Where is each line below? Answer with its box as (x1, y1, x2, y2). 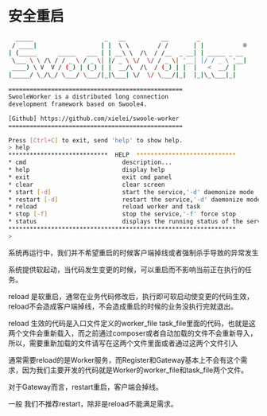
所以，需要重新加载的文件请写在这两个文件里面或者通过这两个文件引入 (8, 338, 238, 348)
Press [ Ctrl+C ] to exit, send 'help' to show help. (8, 136, 183, 144)
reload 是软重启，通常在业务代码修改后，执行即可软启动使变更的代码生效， (8, 291, 254, 301)
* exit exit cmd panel (8, 173, 172, 181)
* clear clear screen (8, 181, 165, 189)
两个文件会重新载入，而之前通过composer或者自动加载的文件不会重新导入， (8, 328, 257, 338)
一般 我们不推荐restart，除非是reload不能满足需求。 (8, 399, 178, 408)
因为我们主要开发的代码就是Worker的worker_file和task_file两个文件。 (21, 365, 249, 375)
